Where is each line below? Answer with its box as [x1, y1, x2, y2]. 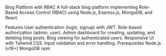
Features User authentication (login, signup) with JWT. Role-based [5, 24, 142, 30]
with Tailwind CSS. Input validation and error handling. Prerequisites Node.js [5, 40, 162, 46]
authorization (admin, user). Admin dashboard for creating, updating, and [5, 30, 155, 35]
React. [5, 15, 18, 20]
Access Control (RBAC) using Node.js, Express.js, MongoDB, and [19, 9, 153, 15]
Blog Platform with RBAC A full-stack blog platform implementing [5, 4, 138, 10]
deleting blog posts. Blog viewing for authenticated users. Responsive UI [5, 35, 154, 41]
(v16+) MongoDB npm [5, 46, 51, 51]
